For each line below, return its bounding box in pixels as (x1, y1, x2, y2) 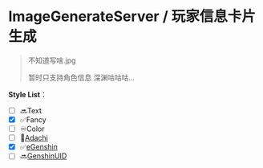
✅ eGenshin (19, 142, 59, 152)
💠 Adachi (19, 133, 48, 143)
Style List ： (8, 89, 48, 99)
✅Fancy (19, 115, 47, 125)
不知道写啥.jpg (27, 55, 76, 65)
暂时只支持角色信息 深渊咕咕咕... (27, 72, 135, 82)
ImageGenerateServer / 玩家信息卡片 (8, 7, 257, 26)
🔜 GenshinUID (19, 151, 67, 161)
